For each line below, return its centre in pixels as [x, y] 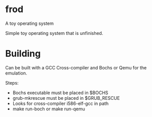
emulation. [16, 73]
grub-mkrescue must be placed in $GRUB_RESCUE [66, 98]
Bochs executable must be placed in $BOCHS [60, 93]
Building [23, 54]
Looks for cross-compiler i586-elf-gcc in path [61, 103]
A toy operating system [30, 23]
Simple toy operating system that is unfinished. [54, 33]
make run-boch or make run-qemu [49, 109]
